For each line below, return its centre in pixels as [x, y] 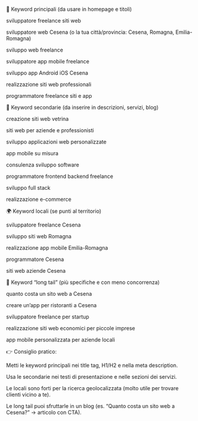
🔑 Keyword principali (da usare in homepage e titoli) [69, 9]
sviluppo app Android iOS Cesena [47, 73]
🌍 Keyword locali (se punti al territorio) [54, 211]
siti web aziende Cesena [36, 271]
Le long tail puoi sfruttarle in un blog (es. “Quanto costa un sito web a [91, 406]
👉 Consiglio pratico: [32, 352]
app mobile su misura [33, 153]
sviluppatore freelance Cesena [43, 225]
